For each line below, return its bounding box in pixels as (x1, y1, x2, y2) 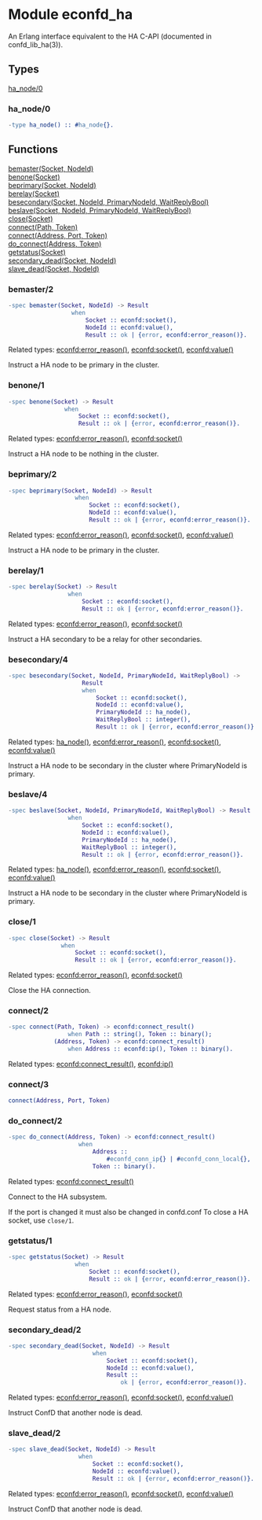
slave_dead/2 (8, 1428, 61, 1439)
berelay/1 (8, 565, 45, 576)
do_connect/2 (8, 1116, 63, 1127)
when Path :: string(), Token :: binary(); (67, 1031, 213, 1039)
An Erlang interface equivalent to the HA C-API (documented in (8, 31, 212, 41)
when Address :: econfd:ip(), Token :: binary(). (67, 1045, 234, 1053)
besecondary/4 (8, 654, 68, 665)
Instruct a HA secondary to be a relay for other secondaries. (8, 634, 202, 644)
